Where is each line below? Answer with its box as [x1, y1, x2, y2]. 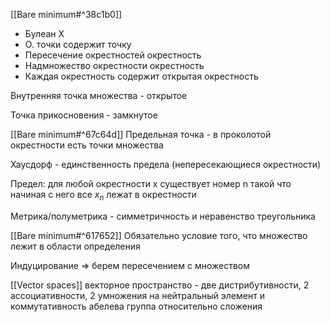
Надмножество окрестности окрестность [24, 60, 205, 71]
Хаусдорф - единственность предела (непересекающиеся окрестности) [10, 159, 322, 170]
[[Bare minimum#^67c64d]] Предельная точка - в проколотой [10, 129, 272, 140]
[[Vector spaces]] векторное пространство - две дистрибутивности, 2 [10, 279, 310, 291]
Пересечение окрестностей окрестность [24, 49, 202, 61]
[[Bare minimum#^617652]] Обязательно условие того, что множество [10, 229, 308, 241]
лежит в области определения [10, 240, 141, 252]
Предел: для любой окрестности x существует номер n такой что [10, 178, 292, 189]
